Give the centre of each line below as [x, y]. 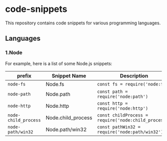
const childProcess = [122, 115]
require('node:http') [122, 108]
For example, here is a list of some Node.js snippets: [59, 64]
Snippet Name [69, 75]
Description [134, 75]
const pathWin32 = [119, 127]
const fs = [110, 84]
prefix [24, 75]
